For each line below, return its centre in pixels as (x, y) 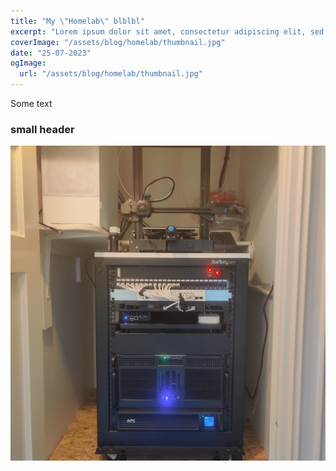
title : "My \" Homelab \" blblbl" (77, 21)
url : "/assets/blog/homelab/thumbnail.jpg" (111, 74)
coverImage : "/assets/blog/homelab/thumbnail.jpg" (118, 42)
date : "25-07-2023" (51, 53)
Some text (31, 103)
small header (42, 129)
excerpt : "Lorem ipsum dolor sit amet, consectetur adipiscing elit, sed (167, 31)
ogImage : (28, 63)
